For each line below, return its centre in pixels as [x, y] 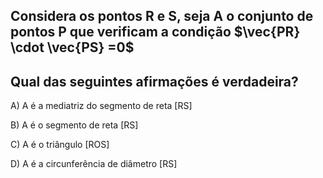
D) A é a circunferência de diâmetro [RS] [94, 164]
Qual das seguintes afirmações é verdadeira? [154, 81]
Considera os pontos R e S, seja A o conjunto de [162, 16]
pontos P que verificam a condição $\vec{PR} [155, 32]
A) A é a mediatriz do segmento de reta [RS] [101, 106]
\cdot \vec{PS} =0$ [72, 47]
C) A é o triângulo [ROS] [60, 145]
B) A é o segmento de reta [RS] [74, 125]
